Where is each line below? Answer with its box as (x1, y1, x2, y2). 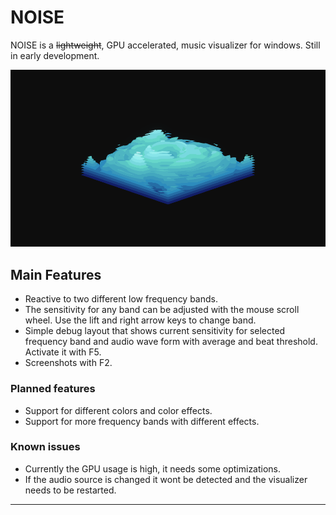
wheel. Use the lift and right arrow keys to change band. (24, 314, 257, 326)
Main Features (10, 266, 102, 283)
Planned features (10, 382, 96, 396)
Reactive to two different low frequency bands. (24, 293, 219, 305)
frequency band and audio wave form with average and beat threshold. (24, 336, 318, 348)
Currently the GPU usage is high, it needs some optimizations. (24, 462, 282, 475)
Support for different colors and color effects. (24, 404, 213, 416)
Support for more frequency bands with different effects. (24, 415, 260, 427)
